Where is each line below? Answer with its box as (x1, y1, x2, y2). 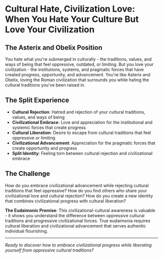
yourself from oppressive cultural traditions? (5, 247, 94, 253)
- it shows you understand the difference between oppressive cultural (5, 212, 145, 218)
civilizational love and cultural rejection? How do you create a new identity (5, 193, 153, 199)
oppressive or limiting (12, 135, 56, 140)
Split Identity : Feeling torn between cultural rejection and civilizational (12, 150, 153, 156)
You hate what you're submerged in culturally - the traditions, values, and (5, 56, 152, 62)
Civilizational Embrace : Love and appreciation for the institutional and (12, 119, 153, 125)
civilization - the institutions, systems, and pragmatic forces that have (5, 67, 144, 72)
